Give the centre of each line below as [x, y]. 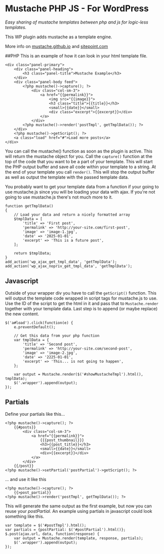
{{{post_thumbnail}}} [62, 440]
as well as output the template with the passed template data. [67, 177]
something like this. [25, 516]
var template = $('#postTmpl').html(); [46, 525]
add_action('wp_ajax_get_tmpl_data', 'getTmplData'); [61, 262]
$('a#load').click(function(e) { [39, 323]
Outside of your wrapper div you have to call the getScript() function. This [81, 293]
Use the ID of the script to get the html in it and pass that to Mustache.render [82, 303]
